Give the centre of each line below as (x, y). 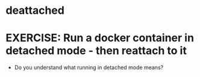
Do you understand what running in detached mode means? (89, 67)
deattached (35, 11)
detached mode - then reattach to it (96, 51)
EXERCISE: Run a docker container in (100, 38)
